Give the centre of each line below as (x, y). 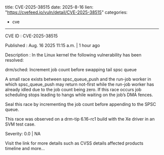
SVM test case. (20, 124)
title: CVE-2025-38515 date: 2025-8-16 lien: (49, 7)
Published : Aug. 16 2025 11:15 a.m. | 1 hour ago (52, 45)
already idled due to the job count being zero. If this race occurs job (73, 90)
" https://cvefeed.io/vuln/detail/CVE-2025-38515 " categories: (66, 12)
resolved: (14, 60)
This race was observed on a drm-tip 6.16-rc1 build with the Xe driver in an (80, 119)
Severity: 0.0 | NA (23, 134)
